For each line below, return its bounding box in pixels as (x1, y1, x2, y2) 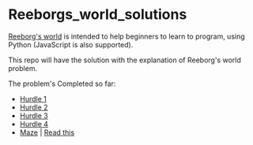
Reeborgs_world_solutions (8, 6, 187, 24)
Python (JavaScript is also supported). (8, 39, 134, 49)
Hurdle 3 (19, 110, 49, 120)
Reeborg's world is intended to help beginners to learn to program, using (8, 32, 245, 41)
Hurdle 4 (19, 119, 49, 128)
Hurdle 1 (19, 94, 47, 103)
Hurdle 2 (19, 102, 49, 112)
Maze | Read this (19, 128, 75, 137)
